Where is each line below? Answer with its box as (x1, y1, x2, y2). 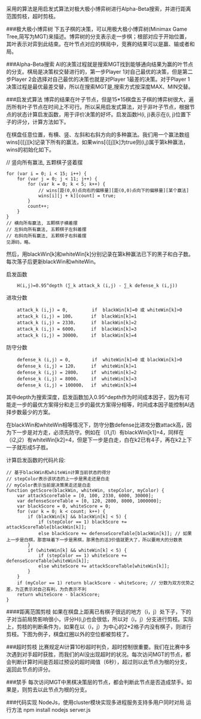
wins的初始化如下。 (6, 146, 55, 153)
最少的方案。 (22, 409, 54, 415)
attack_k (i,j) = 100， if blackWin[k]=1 (17, 313, 137, 319)
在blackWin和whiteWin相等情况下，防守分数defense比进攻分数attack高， (6, 421, 187, 428)
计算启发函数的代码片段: (6, 457, 66, 463)
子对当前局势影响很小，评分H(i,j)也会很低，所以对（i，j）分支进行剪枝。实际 (6, 616, 194, 623)
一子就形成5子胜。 (6, 444, 52, 451)
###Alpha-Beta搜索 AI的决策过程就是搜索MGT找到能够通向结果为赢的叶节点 (6, 61, 193, 68)
